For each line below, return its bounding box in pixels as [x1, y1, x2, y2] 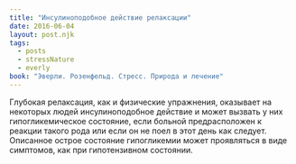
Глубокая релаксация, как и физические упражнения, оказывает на [9, 96, 273, 107]
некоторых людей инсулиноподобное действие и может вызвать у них [9, 105, 283, 117]
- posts [17, 47, 47, 56]
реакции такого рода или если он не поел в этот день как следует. [9, 125, 267, 136]
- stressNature [17, 55, 75, 64]
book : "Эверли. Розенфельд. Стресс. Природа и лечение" [9, 72, 224, 81]
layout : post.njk [9, 30, 75, 39]
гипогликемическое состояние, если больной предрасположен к [9, 115, 263, 126]
